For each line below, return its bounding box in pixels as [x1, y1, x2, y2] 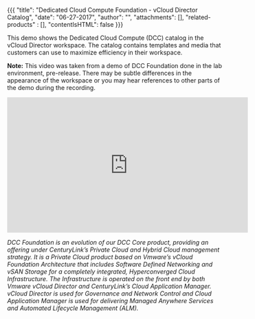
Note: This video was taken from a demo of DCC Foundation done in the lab [7, 62, 222, 69]
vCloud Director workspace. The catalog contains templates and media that [7, 41, 221, 49]
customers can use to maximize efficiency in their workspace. [7, 48, 183, 56]
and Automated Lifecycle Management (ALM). [7, 304, 139, 312]
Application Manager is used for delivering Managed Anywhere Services [7, 297, 214, 305]
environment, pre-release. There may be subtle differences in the [7, 69, 192, 77]
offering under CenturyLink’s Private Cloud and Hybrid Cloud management [7, 245, 220, 254]
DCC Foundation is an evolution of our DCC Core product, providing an [7, 239, 209, 246]
